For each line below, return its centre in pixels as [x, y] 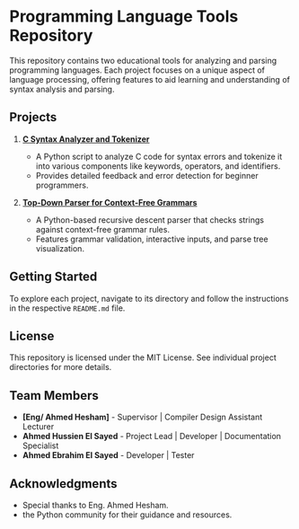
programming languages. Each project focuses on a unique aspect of [137, 70]
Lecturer [38, 427]
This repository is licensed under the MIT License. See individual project [143, 357]
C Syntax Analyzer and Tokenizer [86, 139]
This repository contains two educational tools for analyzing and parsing [143, 60]
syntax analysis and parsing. [62, 89]
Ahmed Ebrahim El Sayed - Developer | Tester [108, 455]
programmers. [62, 185]
